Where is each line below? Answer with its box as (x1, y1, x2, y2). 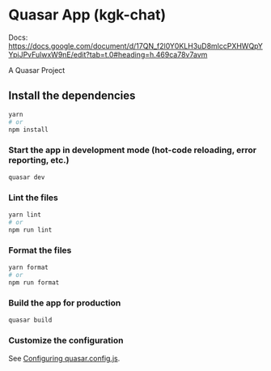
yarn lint (8, 211, 42, 219)
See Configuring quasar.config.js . (8, 353, 121, 363)
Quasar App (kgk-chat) (8, 6, 167, 24)
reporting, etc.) (8, 155, 70, 166)
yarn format (8, 263, 49, 271)
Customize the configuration (8, 335, 124, 346)
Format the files (8, 245, 72, 256)
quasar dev (8, 173, 45, 181)
